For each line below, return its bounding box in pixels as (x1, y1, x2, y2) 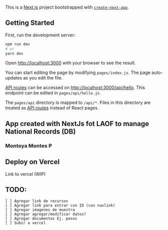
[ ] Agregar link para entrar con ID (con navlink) (5, 203, 115, 208)
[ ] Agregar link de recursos (5, 198, 69, 204)
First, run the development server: (5, 32, 76, 38)
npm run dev (5, 41, 30, 46)
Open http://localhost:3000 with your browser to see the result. (5, 60, 136, 66)
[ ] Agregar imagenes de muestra (5, 207, 75, 212)
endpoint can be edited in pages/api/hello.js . (5, 90, 101, 96)
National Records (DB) (5, 127, 76, 135)
